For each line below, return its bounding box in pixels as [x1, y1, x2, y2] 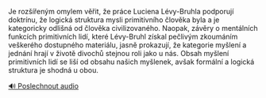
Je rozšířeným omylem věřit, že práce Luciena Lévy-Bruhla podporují [8, 7, 234, 16]
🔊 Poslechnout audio [8, 81, 79, 90]
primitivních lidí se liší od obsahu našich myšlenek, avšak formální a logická [8, 57, 255, 66]
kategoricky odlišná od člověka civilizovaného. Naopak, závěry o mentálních [8, 24, 258, 32]
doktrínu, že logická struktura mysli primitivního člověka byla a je [8, 15, 220, 24]
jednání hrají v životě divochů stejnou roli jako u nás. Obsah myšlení [8, 49, 229, 58]
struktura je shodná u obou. [8, 66, 99, 74]
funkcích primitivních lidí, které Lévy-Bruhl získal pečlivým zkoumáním [8, 32, 238, 41]
